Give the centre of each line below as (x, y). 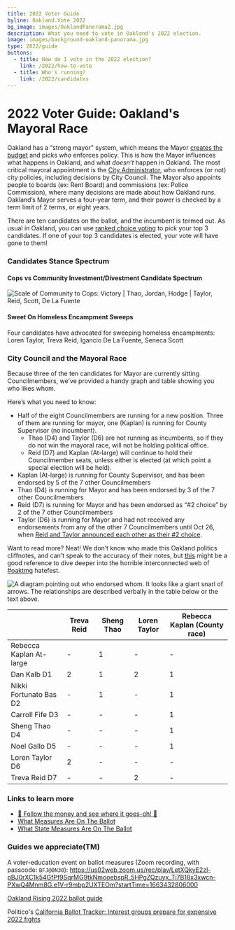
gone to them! (27, 243)
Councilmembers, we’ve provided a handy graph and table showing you (111, 381)
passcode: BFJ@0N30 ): (38, 870)
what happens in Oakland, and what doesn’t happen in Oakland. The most (114, 162)
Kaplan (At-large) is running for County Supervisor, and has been (111, 475)
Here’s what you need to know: (52, 402)
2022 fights (24, 919)
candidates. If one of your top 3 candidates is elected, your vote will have (113, 236)
